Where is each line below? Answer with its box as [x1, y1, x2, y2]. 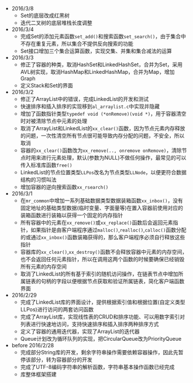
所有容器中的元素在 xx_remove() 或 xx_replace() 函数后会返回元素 [20, 219, 174, 226]
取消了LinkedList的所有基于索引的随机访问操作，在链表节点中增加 [20, 270, 178, 277]
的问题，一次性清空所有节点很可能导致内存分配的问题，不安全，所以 [20, 132, 185, 139]
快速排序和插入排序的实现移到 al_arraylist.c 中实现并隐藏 [20, 103, 160, 110]
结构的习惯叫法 [20, 176, 57, 183]
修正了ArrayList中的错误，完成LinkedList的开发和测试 [20, 96, 149, 102]
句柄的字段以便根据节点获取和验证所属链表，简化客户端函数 [40, 278, 185, 284]
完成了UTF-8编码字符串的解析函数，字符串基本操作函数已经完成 [20, 364, 175, 370]
